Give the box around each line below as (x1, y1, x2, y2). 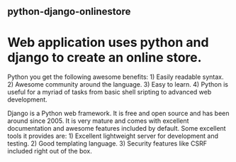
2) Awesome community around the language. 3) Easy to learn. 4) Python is (7, 80, 229, 89)
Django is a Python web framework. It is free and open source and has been (7, 109, 230, 118)
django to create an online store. (7, 49, 202, 65)
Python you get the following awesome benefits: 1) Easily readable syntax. (7, 72, 225, 81)
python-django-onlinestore (7, 6, 131, 18)
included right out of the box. (7, 147, 92, 156)
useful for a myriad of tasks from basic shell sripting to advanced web (7, 88, 212, 97)
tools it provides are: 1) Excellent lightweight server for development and (7, 131, 218, 141)
